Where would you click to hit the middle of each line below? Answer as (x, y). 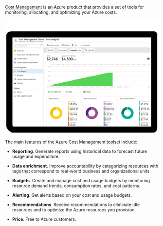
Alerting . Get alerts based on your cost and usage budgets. (72, 195)
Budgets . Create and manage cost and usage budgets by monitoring (81, 180)
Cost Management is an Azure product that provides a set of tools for (75, 7)
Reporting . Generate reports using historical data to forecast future (80, 151)
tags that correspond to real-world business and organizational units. (81, 171)
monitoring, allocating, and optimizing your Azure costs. (61, 12)
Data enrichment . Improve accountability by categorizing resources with (85, 166)
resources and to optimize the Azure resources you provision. (74, 210)
